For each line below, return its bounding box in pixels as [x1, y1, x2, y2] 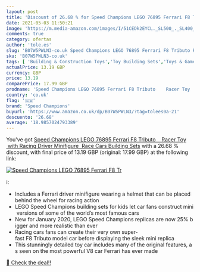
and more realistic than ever [29, 222, 98, 230]
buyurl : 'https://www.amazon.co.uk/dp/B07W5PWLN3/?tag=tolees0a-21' [6, 109, 180, 115]
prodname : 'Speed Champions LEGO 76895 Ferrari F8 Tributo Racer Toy [6, 86, 190, 92]
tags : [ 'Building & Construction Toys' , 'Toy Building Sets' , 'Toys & [6, 58, 183, 64]
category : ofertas [6, 36, 52, 42]
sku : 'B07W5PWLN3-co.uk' [6, 53, 68, 59]
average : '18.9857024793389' [6, 120, 79, 126]
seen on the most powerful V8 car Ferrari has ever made [19, 248, 158, 255]
